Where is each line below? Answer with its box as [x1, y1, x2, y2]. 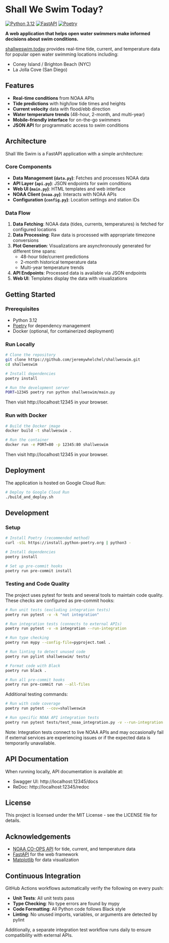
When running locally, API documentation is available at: [5, 768, 124, 774]
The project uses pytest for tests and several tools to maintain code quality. [5, 592, 164, 598]
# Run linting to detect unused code [5, 649, 86, 655]
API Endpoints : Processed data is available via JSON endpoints [12, 270, 147, 276]
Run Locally [5, 341, 35, 348]
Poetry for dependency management [12, 322, 91, 328]
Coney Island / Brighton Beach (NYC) [12, 61, 91, 67]
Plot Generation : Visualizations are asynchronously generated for [12, 243, 151, 249]
